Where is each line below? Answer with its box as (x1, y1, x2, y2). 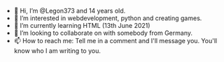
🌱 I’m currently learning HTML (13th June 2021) (13, 22, 150, 29)
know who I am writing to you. (13, 47, 101, 55)
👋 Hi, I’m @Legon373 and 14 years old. (13, 7, 126, 15)
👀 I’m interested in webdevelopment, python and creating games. (13, 14, 202, 22)
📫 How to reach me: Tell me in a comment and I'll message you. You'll (13, 37, 218, 45)
